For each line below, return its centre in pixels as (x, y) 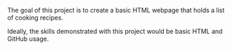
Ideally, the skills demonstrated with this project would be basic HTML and (115, 31)
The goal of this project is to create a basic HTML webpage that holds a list (116, 10)
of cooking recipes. (35, 18)
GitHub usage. (28, 39)
